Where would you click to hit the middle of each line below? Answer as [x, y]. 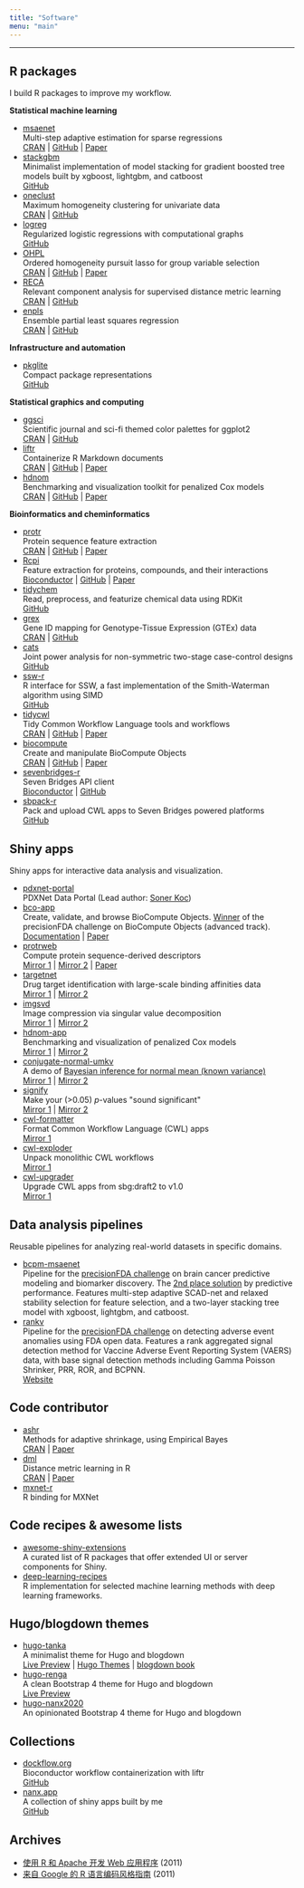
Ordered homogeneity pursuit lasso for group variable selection [141, 263]
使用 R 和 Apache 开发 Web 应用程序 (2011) [102, 1863]
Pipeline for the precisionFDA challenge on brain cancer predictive [146, 1273]
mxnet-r [38, 1487]
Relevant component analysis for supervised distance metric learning [152, 292]
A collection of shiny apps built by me [92, 1802]
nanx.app [40, 1792]
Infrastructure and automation [67, 348]
